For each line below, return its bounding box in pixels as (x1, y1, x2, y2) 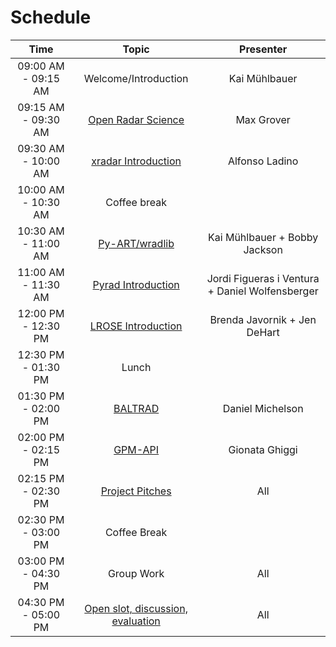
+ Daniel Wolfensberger (207, 284, 319, 298)
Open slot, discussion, (84, 601, 188, 615)
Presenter (239, 42, 288, 56)
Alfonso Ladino (227, 154, 299, 168)
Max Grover (235, 112, 291, 126)
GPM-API (113, 442, 160, 456)
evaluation (111, 614, 161, 628)
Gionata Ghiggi (228, 442, 298, 456)
